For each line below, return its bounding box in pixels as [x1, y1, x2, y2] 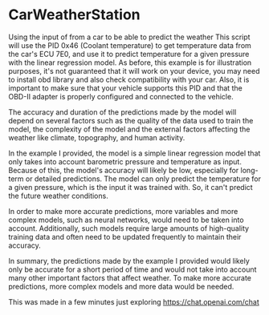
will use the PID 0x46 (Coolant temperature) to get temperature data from [8, 40, 251, 50]
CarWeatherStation [8, 6, 141, 24]
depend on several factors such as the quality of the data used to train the [8, 115, 254, 125]
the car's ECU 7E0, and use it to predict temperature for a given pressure [8, 49, 250, 59]
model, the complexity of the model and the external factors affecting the [8, 124, 251, 134]
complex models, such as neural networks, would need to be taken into [8, 215, 244, 224]
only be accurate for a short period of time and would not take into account [8, 265, 257, 274]
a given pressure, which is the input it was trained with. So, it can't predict [8, 182, 253, 192]
